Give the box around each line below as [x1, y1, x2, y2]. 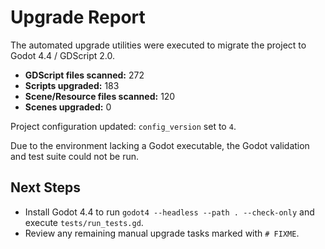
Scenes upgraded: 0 [24, 101, 112, 113]
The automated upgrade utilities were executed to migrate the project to [10, 39, 307, 51]
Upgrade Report [10, 6, 146, 29]
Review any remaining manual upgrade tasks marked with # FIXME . [24, 227, 300, 239]
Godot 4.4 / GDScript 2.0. [10, 49, 116, 61]
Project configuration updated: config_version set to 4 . [10, 120, 237, 132]
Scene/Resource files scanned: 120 [24, 90, 176, 102]
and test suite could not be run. [10, 150, 140, 162]
